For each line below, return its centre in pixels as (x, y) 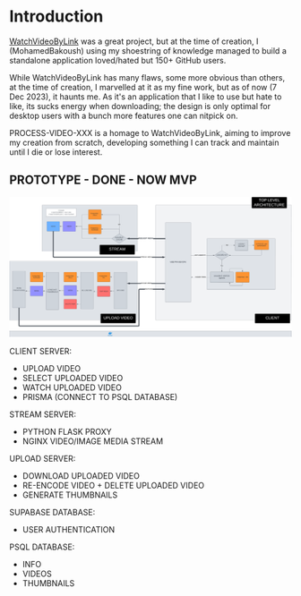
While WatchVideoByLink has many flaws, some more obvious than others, (147, 77)
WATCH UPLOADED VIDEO (72, 387)
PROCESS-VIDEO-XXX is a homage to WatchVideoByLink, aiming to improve (150, 132)
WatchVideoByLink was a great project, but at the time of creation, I (134, 41)
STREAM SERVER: (43, 414)
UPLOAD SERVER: (43, 459)
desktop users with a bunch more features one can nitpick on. (124, 115)
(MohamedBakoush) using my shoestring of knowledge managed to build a (148, 50)
